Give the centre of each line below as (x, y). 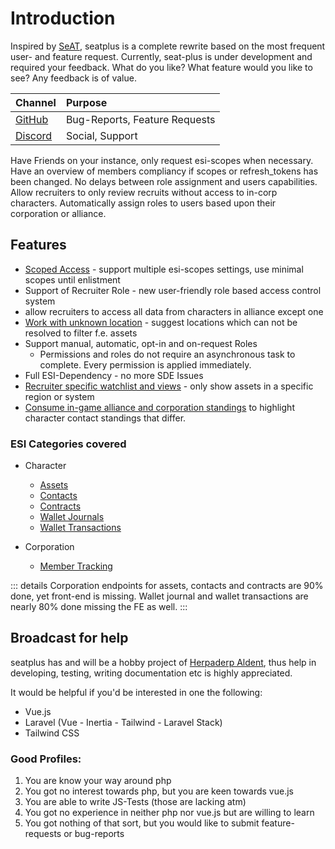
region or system (59, 396)
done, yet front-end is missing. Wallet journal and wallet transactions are (159, 596)
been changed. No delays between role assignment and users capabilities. (164, 181)
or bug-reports (94, 834)
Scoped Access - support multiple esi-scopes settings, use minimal (164, 269)
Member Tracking (76, 566)
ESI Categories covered (68, 444)
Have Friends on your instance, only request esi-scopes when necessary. (162, 160)
